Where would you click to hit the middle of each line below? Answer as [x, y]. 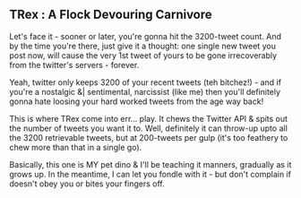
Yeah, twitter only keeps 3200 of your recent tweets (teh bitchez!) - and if [146, 82]
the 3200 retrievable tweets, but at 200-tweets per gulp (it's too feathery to [149, 137]
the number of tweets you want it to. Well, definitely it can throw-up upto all [149, 128]
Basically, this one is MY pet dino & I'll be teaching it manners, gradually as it [150, 164]
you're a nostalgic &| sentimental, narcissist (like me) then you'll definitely [145, 91]
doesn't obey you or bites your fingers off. [87, 184]
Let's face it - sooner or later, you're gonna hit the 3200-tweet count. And [146, 36]
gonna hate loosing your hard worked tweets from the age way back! [137, 101]
